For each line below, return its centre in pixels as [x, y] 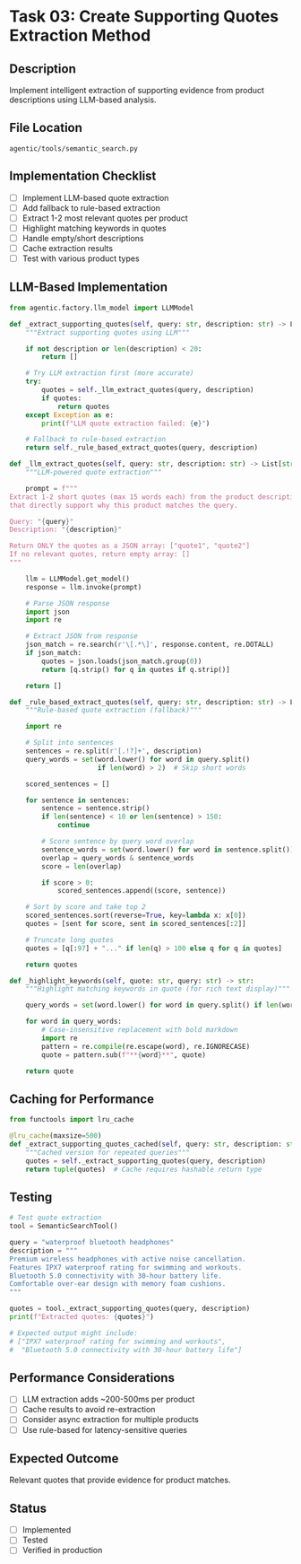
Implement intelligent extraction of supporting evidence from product [137, 90]
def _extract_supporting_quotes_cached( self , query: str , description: [146, 1144]
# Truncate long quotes [70, 939]
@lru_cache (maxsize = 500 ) [56, 1136]
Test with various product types [81, 258]
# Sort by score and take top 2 [86, 907]
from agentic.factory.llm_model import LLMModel [102, 308]
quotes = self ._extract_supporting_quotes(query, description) [146, 1161]
